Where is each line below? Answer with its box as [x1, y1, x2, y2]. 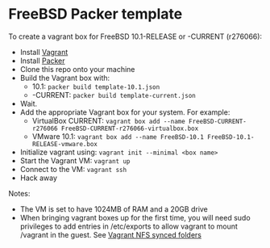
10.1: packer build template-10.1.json [31, 82, 160, 91]
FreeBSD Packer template [8, 5, 183, 23]
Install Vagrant [19, 47, 69, 57]
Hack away [19, 173, 58, 183]
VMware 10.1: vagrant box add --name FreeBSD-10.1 [31, 131, 204, 141]
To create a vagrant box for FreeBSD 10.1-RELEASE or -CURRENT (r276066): [8, 32, 263, 41]
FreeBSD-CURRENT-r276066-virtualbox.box [60, 124, 199, 132]
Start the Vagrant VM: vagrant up [19, 155, 131, 166]
